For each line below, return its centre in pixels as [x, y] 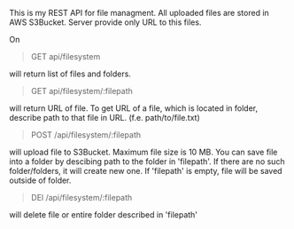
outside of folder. [40, 180]
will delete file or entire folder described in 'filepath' [103, 215]
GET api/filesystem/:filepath [81, 91]
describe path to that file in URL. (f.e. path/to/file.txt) [105, 118]
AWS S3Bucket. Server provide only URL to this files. [105, 22]
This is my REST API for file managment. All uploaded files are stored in [139, 13]
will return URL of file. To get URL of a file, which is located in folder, [134, 108]
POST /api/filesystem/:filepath [86, 135]
